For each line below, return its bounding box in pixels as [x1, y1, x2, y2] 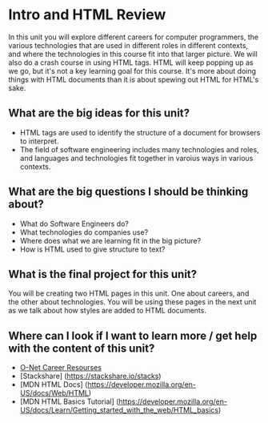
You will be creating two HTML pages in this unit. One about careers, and [8, 288, 250, 298]
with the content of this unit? [8, 341, 155, 355]
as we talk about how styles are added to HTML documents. [8, 306, 206, 316]
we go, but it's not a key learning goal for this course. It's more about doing [8, 66, 257, 75]
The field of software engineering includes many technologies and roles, [19, 144, 259, 154]
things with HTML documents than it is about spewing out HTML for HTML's [8, 75, 259, 84]
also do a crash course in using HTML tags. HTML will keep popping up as [8, 58, 254, 67]
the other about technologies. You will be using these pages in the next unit [8, 297, 257, 307]
